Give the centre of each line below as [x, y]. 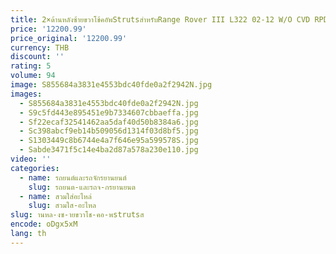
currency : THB [40, 47]
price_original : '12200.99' [69, 38]
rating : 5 [31, 66]
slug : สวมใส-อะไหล [62, 206]
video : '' [31, 159]
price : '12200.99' [48, 29]
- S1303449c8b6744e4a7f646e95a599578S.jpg [109, 141]
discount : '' [37, 57]
